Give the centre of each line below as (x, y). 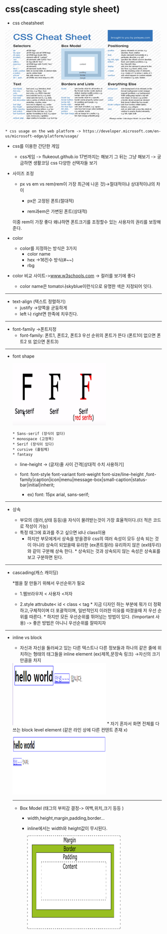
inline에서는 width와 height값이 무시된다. (67, 828)
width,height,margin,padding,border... (66, 818)
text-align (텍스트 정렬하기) (39, 301)
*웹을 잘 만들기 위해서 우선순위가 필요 (49, 583)
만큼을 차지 (30, 660)
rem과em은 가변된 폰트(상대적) (57, 211)
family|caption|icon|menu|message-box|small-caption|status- (83, 479)
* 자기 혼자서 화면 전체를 (130, 723)
